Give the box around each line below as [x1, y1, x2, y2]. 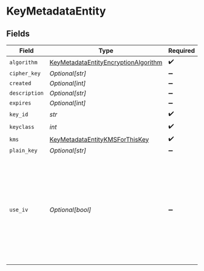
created [9, 80, 32, 86]
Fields [6, 29, 30, 39]
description [9, 90, 44, 97]
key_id [9, 111, 29, 118]
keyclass [9, 123, 35, 130]
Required [168, 47, 195, 55]
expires [9, 100, 32, 106]
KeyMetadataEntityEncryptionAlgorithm [49, 58, 163, 66]
